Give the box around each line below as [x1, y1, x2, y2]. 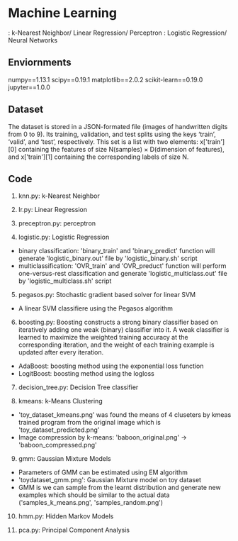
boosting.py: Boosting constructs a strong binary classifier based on [18, 318, 218, 327]
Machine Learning [8, 5, 118, 21]
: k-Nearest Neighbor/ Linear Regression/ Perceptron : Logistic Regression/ [8, 28, 227, 37]
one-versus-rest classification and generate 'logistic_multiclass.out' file [18, 269, 227, 278]
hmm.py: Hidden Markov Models [18, 512, 114, 520]
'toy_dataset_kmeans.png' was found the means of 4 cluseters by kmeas [18, 411, 232, 419]
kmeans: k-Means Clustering [18, 397, 103, 406]
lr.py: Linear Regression [18, 206, 88, 214]
